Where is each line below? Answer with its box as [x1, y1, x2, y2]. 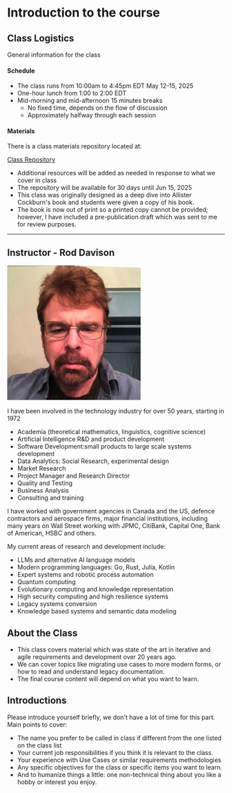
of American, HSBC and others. [7, 529, 97, 538]
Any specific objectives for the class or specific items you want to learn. [17, 763, 222, 771]
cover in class [17, 176, 57, 184]
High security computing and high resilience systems [17, 592, 169, 601]
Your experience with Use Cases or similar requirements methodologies [17, 756, 222, 764]
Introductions [7, 695, 67, 707]
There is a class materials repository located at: [7, 142, 142, 150]
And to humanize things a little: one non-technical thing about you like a [17, 770, 222, 779]
